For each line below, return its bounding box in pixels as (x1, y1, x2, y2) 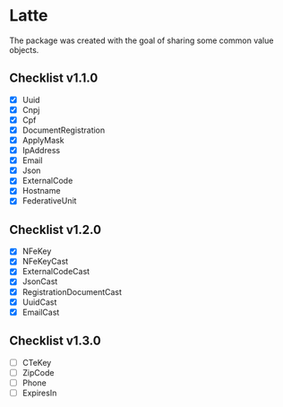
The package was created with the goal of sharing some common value (9, 35, 274, 46)
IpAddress (21, 145, 61, 156)
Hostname (21, 186, 61, 196)
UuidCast (21, 297, 57, 307)
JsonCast (21, 276, 58, 287)
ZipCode (21, 367, 55, 377)
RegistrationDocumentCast (21, 286, 123, 297)
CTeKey (21, 357, 52, 368)
